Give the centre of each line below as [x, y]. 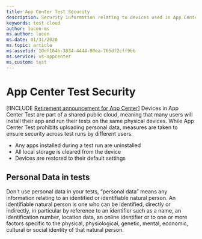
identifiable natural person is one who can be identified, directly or [89, 204]
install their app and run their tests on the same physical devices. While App [100, 121]
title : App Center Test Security [48, 12]
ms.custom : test [26, 62]
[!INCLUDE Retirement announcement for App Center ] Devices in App [93, 108]
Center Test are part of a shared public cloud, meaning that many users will [99, 115]
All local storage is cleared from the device [68, 152]
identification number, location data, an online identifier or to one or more [97, 217]
